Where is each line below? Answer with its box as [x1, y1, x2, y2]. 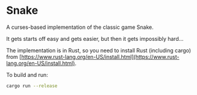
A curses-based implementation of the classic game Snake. [6, 23, 154, 31]
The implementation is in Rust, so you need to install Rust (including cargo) [6, 46, 191, 54]
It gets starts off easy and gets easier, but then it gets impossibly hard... [6, 35, 184, 42]
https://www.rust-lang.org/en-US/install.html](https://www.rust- [20, 53, 180, 60]
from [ [6, 53, 22, 60]
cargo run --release [6, 82, 58, 89]
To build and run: [6, 71, 48, 78]
